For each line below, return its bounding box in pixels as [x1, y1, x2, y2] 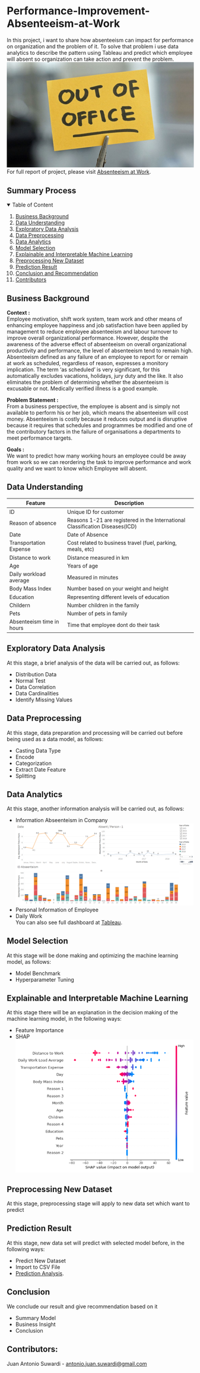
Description [114, 500, 144, 507]
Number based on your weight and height [66, 585, 169, 593]
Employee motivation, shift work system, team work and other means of [7, 315, 183, 322]
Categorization [15, 760, 52, 767]
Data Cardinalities [15, 689, 59, 697]
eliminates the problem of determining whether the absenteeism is [7, 379, 169, 386]
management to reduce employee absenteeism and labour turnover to [7, 328, 178, 336]
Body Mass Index [9, 585, 52, 593]
